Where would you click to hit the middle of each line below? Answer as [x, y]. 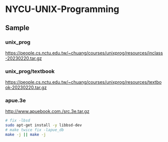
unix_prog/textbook [30, 71]
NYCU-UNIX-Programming [62, 9]
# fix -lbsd [18, 121]
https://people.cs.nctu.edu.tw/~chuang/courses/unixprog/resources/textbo [83, 82]
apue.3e [16, 100]
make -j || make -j [26, 135]
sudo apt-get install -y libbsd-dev [44, 125]
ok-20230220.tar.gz [26, 88]
